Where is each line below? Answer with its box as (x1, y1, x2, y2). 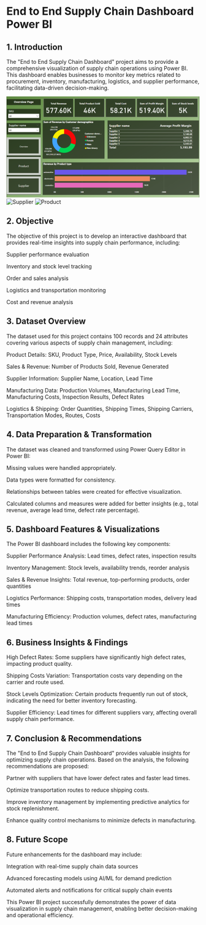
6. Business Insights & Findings (6, 637, 129, 647)
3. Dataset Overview (6, 316, 86, 327)
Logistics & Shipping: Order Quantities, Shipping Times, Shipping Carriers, (6, 405, 194, 412)
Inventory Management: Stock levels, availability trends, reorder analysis (6, 564, 190, 572)
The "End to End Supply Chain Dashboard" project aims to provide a (6, 58, 179, 65)
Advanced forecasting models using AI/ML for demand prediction (6, 874, 172, 882)
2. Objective (6, 216, 54, 227)
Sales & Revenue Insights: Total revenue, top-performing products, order (6, 576, 190, 583)
